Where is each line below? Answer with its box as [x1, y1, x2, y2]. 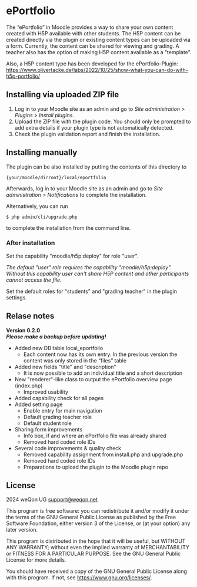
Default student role [23, 420, 72, 427]
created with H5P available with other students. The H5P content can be [6, 29, 181, 37]
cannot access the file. [6, 276, 62, 283]
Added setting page [14, 401, 63, 408]
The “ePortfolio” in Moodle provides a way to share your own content [6, 24, 173, 31]
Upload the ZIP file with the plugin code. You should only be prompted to [14, 118, 191, 125]
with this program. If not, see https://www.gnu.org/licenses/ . [6, 574, 152, 581]
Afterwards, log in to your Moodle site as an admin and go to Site [6, 184, 163, 192]
